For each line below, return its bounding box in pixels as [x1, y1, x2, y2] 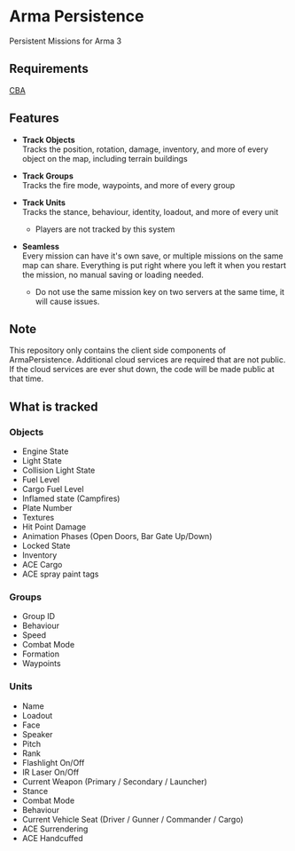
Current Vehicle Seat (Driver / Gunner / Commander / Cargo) [21, 814, 244, 824]
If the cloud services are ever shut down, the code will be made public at [9, 364, 275, 375]
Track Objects [21, 134, 75, 145]
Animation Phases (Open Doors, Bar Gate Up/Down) [21, 531, 213, 542]
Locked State [21, 540, 71, 552]
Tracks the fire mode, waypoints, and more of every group [21, 179, 236, 190]
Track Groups [21, 171, 74, 181]
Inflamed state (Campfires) [21, 493, 120, 504]
